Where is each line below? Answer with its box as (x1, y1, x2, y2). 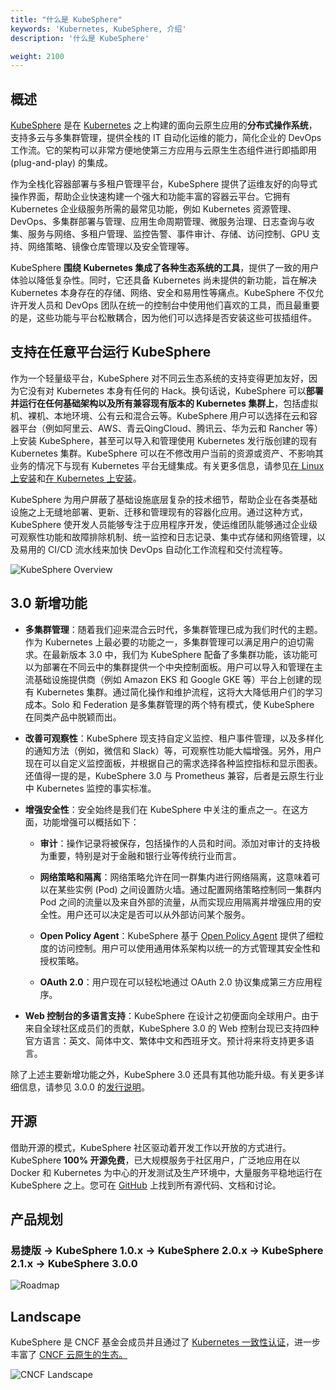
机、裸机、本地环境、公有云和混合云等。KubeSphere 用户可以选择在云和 (10, 409, 310, 421)
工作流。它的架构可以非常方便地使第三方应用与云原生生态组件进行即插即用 (10, 144, 317, 156)
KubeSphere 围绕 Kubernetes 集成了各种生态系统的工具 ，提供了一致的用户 (10, 262, 320, 274)
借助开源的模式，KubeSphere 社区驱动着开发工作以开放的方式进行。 (10, 1141, 292, 1153)
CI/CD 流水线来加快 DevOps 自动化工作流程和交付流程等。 (47, 543, 288, 555)
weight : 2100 (10, 51, 65, 61)
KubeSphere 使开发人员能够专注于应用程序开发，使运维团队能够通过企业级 (10, 518, 318, 530)
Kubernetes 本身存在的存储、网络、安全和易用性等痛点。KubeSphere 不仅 (10, 287, 315, 299)
